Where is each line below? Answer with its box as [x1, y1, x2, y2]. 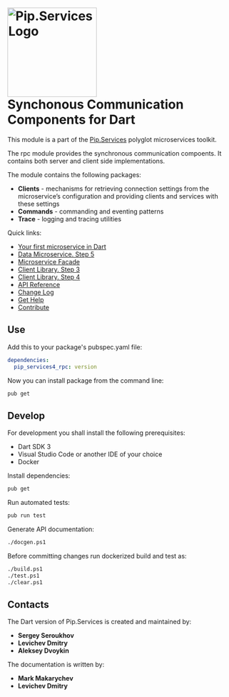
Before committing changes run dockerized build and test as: [7, 551, 187, 560]
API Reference [17, 280, 61, 289]
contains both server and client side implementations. [7, 156, 166, 165]
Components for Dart [7, 111, 136, 128]
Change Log [17, 288, 55, 296]
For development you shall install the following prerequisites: [7, 428, 185, 437]
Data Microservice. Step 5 [17, 250, 95, 259]
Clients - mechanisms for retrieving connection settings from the [17, 184, 209, 193]
